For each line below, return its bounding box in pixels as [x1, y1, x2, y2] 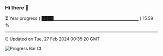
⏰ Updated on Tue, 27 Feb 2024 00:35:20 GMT [5, 36, 100, 42]
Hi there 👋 [5, 4, 29, 11]
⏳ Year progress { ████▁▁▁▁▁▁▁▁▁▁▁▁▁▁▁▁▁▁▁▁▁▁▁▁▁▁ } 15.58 [5, 15, 154, 21]
